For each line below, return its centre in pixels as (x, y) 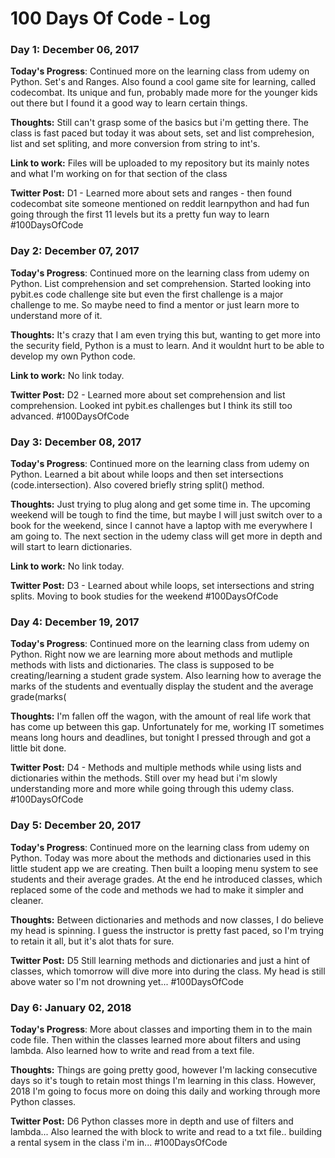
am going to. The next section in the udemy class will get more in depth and (166, 536)
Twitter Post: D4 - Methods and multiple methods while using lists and (156, 768)
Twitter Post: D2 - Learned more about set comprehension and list (148, 394)
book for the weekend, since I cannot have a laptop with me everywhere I (161, 526)
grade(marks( (38, 697)
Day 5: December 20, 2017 (76, 825)
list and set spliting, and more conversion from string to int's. (135, 144)
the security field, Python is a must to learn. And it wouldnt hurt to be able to (167, 345)
